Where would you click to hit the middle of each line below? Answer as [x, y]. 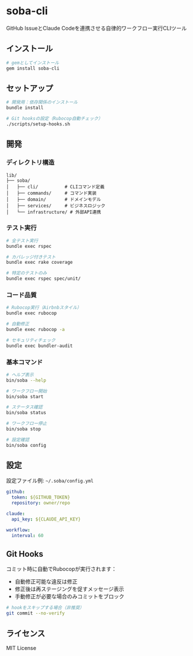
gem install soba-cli [33, 68]
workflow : [18, 530]
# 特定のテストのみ [27, 273]
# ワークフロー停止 [27, 424]
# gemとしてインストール [33, 63]
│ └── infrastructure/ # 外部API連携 [54, 212]
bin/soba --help [26, 380]
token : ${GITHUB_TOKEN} [41, 497]
